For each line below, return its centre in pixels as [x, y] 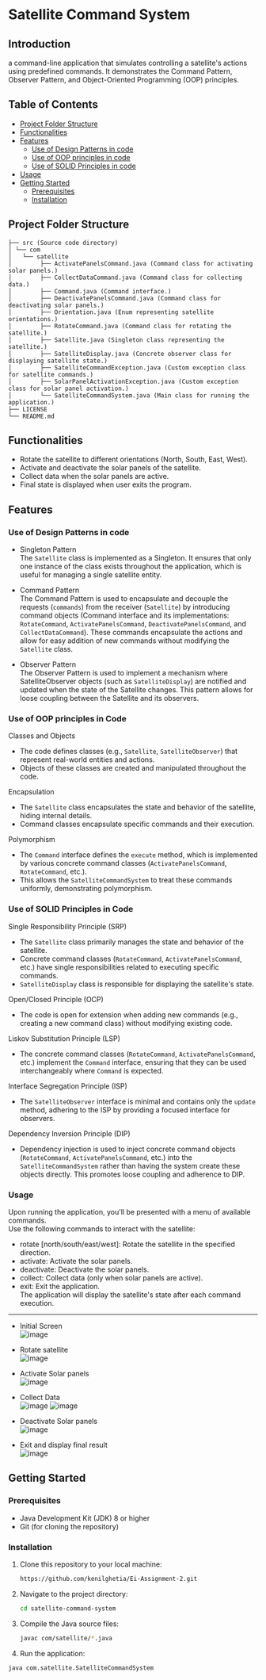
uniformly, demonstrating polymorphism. [86, 889]
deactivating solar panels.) [56, 305]
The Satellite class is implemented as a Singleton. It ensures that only [135, 558]
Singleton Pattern [48, 549]
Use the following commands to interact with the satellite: [102, 1229]
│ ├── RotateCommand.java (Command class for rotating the [120, 326]
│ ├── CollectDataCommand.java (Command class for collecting [125, 277]
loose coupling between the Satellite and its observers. [109, 698]
